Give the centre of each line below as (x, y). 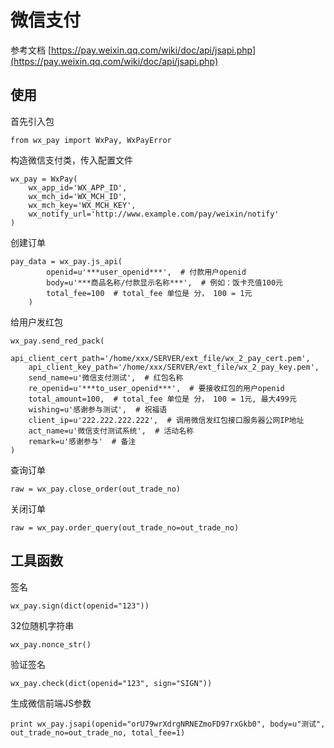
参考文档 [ (31, 50)
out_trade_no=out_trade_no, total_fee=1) (98, 732)
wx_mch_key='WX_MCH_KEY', (82, 205)
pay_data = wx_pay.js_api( (66, 261)
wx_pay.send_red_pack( (57, 341)
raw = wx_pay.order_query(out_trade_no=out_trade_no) (125, 527)
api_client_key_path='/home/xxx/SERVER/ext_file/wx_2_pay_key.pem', (174, 367)
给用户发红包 (36, 322)
